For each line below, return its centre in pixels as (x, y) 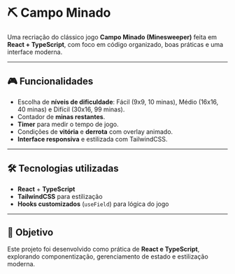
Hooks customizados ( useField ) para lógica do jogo (93, 204)
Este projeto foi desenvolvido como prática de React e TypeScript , (104, 249)
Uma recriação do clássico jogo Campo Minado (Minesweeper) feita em (112, 37)
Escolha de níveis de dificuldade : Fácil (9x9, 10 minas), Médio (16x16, (118, 102)
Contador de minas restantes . (61, 116)
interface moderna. (35, 52)
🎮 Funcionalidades (50, 82)
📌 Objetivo (30, 232)
